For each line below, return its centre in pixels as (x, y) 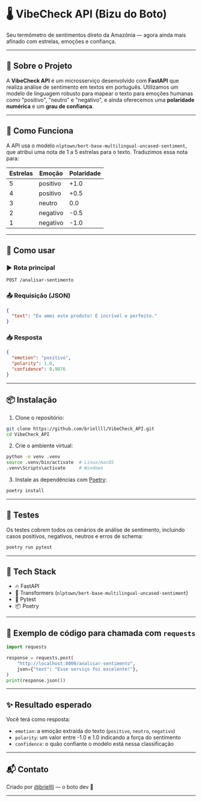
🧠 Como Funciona (40, 131)
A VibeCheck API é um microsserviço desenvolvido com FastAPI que (93, 80)
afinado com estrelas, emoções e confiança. (61, 41)
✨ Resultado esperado (49, 704)
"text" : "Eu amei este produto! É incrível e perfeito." (84, 316)
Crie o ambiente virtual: (44, 446)
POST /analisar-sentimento (40, 280)
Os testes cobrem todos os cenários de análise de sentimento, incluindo (96, 530)
